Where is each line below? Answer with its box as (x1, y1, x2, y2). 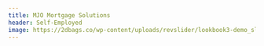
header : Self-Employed (8, 19, 82, 27)
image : (8, 26, 30, 34)
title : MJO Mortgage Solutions (8, 11, 111, 19)
